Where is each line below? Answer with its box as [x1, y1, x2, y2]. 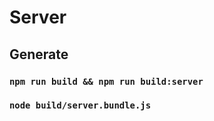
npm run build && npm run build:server [9, 76, 204, 87]
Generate [9, 46, 69, 63]
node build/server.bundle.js [9, 100, 152, 111]
